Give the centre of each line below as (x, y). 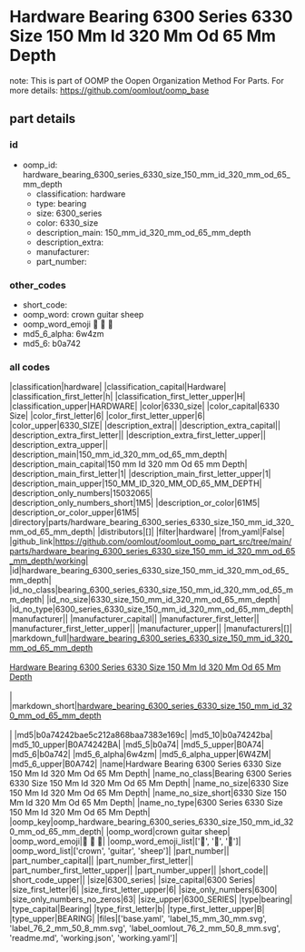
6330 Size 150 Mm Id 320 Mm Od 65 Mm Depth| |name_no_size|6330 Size (149, 784)
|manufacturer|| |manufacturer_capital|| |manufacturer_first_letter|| (134, 619)
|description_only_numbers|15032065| (81, 493)
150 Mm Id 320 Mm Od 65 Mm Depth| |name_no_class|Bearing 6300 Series (151, 774)
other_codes (38, 285)
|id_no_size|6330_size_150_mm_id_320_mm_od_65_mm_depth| (163, 600)
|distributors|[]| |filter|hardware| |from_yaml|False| (191, 532)
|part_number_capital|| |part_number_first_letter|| (102, 861)
